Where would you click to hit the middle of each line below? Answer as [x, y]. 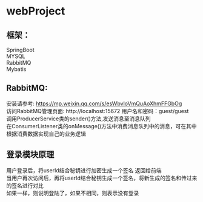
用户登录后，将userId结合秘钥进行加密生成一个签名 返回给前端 [84, 170]
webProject [36, 11]
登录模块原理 [30, 155]
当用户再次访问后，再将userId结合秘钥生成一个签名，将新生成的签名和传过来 [102, 178]
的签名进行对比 [25, 185]
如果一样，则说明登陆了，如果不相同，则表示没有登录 [73, 193]
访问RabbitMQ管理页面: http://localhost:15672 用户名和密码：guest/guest [98, 111]
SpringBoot [20, 50]
